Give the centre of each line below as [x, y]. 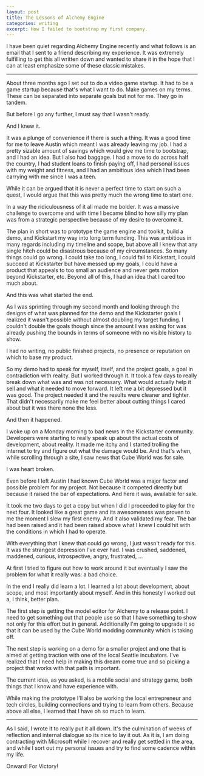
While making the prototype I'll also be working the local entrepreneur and [99, 698]
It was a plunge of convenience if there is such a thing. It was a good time [99, 138]
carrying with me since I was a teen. [52, 177]
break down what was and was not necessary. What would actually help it [99, 382]
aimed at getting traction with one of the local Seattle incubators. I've [93, 655]
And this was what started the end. [50, 295]
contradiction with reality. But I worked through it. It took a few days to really [102, 376]
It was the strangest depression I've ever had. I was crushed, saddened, [97, 550]
